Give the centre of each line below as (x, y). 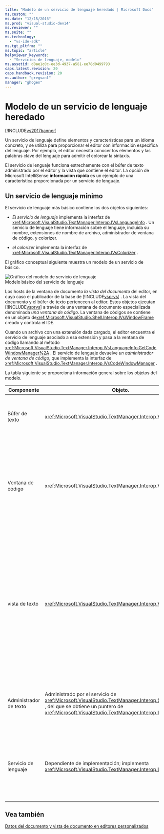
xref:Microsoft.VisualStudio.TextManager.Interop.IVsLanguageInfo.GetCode (81, 348)
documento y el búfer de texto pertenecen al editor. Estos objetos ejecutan (80, 302)
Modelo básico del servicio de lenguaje (45, 282)
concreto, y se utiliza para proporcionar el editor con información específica (82, 145)
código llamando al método (32, 342)
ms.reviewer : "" (21, 28)
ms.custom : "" (20, 14)
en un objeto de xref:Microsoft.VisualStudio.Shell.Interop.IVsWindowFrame (80, 317)
